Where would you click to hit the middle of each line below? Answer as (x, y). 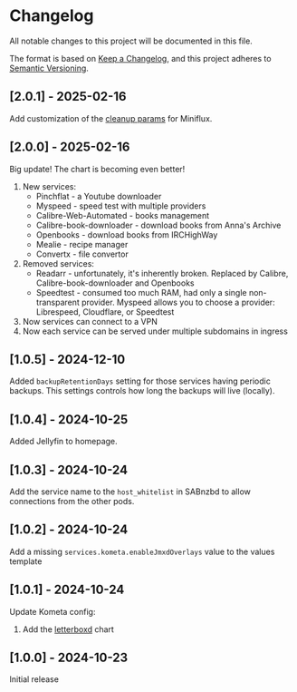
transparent (57, 302)
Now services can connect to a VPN (90, 321)
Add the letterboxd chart (68, 629)
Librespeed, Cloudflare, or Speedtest (105, 312)
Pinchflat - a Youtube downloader (99, 196)
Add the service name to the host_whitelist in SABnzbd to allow (130, 492)
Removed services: (58, 263)
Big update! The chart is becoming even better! (97, 169)
